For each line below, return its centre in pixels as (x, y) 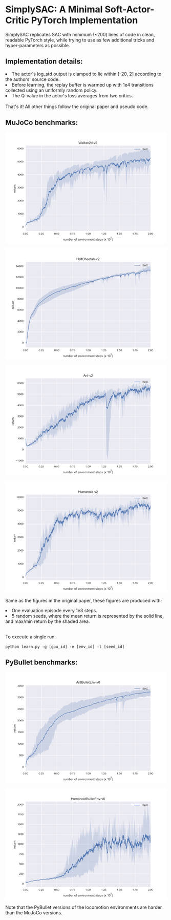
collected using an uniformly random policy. (51, 90)
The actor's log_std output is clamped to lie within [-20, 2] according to (87, 74)
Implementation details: (44, 62)
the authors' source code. (33, 79)
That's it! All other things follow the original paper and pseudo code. (77, 107)
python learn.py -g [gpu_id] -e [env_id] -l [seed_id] (65, 646)
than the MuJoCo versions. (34, 913)
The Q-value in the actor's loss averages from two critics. (72, 95)
